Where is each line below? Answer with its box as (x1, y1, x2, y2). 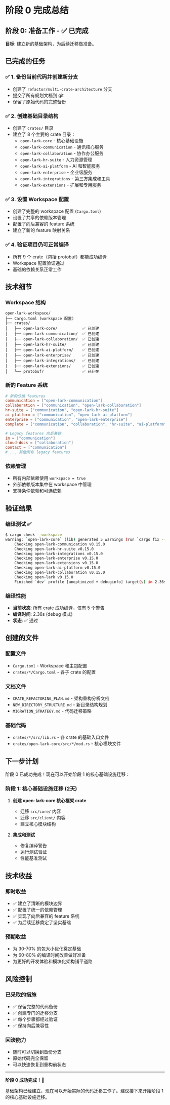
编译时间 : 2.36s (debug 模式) (12, 611, 73, 617)
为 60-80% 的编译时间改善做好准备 (12, 952, 86, 958)
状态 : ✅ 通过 (12, 617, 38, 623)
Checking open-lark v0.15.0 (14, 574, 73, 580)
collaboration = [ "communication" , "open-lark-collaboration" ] (5, 403, 142, 408)
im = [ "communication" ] (5, 436, 56, 441)
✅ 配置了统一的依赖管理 (12, 907, 62, 913)
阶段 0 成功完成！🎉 (5, 1077, 45, 1083)
